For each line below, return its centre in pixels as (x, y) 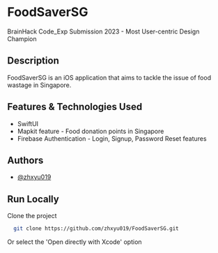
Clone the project (32, 216)
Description (33, 61)
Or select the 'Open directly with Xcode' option (75, 242)
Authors (25, 160)
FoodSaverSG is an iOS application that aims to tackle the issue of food (109, 77)
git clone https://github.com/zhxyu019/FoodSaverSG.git (96, 229)
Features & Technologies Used (75, 107)
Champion (22, 38)
